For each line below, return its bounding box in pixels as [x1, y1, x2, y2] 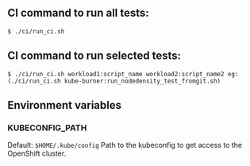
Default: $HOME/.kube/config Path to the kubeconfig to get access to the [7, 141, 243, 150]
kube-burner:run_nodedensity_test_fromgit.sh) [63, 77, 221, 85]
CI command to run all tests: [7, 6, 150, 20]
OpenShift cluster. [7, 149, 67, 158]
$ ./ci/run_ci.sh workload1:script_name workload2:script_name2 [7, 70, 225, 78]
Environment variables [7, 98, 122, 112]
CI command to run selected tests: [7, 49, 182, 63]
